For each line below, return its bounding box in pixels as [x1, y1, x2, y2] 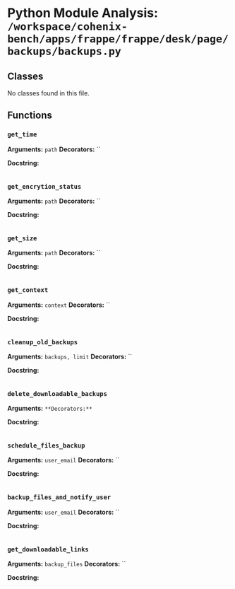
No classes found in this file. [7, 89, 90, 97]
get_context [7, 286, 49, 294]
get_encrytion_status [7, 182, 82, 190]
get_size [7, 234, 37, 242]
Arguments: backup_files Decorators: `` [7, 560, 126, 568]
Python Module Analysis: [7, 5, 159, 21]
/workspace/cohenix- [7, 20, 128, 33]
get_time [7, 131, 37, 139]
